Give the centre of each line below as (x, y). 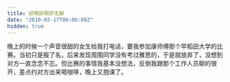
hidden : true (26, 26)
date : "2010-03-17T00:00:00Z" (50, 20)
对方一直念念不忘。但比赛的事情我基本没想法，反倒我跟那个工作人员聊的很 (112, 64)
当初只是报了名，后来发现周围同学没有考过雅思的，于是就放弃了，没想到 (121, 55)
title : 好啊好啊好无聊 (36, 13)
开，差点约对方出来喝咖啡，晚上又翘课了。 (67, 72)
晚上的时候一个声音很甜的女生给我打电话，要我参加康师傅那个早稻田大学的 (112, 46)
